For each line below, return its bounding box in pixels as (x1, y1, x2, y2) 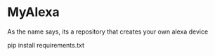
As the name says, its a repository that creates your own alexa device (7, 27, 209, 36)
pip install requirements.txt (7, 41, 85, 49)
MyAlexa (7, 4, 60, 20)
